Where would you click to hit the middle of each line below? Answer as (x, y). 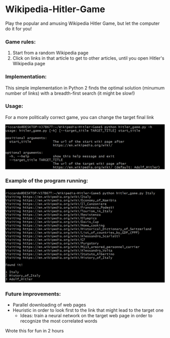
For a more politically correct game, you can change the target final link (80, 117)
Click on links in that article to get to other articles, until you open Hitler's (88, 58)
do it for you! (18, 28)
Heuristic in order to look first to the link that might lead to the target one (88, 310)
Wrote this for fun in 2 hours (35, 331)
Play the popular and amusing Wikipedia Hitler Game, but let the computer (83, 23)
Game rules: (20, 41)
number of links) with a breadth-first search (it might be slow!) (70, 93)
